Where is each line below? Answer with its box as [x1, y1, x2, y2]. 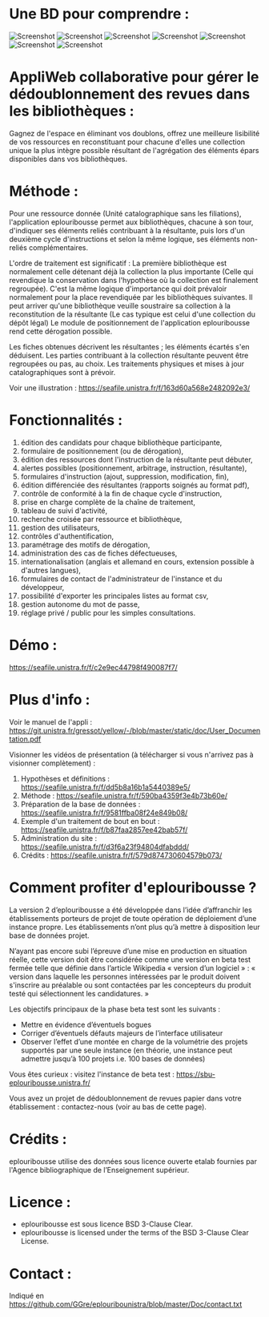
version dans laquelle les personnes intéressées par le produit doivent [9, 972, 241, 981]
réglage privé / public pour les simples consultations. [20, 608, 196, 617]
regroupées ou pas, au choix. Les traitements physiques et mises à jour [9, 358, 245, 369]
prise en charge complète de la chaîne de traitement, [20, 497, 195, 507]
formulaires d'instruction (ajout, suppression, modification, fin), [20, 471, 229, 481]
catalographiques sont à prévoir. [9, 367, 116, 377]
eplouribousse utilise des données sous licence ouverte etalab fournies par [9, 1156, 257, 1166]
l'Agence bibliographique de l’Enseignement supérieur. [9, 1165, 190, 1174]
